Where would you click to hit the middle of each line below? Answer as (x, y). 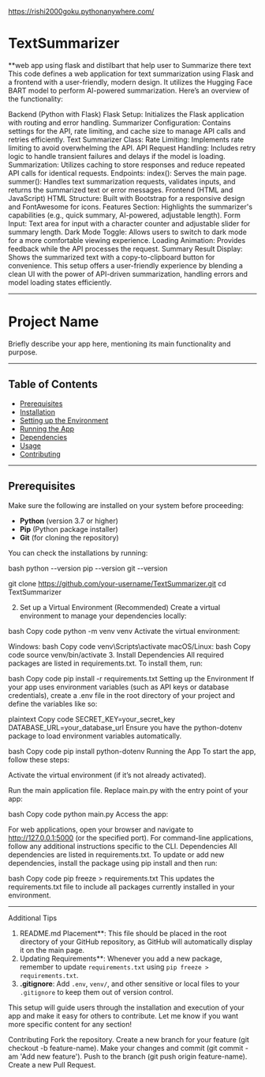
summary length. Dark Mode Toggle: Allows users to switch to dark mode (127, 232)
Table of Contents (53, 384)
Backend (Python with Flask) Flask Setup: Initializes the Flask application (126, 114)
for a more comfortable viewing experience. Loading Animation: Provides (127, 240)
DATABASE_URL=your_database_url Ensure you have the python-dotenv (125, 727)
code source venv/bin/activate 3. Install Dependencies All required (116, 654)
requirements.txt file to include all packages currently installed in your (121, 886)
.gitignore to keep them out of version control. (96, 992)
